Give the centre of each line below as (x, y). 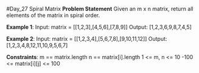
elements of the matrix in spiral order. (53, 15)
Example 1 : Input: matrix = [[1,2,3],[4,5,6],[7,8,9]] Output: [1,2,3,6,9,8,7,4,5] (99, 27)
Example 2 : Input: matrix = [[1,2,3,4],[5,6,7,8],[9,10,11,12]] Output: (87, 39)
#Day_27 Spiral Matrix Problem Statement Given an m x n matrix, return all (100, 9)
